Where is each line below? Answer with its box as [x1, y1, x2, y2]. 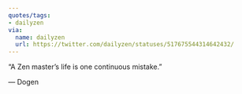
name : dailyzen [15, 33, 65, 42]
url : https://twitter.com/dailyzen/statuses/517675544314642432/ [15, 41, 235, 49]
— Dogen [8, 78, 39, 87]
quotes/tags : [8, 11, 51, 20]
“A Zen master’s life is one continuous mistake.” [8, 62, 162, 71]
